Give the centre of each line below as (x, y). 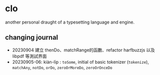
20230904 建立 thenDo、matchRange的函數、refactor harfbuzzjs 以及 (83, 50)
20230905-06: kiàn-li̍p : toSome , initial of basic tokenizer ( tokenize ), (80, 62)
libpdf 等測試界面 (29, 56)
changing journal (32, 37)
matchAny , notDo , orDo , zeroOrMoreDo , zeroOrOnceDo (62, 67)
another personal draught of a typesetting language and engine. (70, 22)
